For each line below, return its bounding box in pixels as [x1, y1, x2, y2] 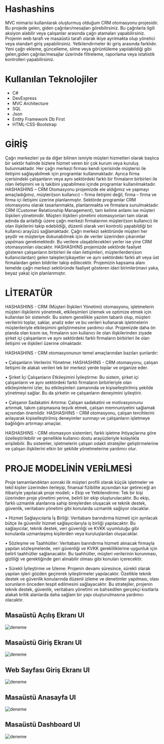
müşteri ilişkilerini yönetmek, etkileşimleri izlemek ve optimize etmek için [5, 309, 152, 315]
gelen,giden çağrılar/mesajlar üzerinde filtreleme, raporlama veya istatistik [5, 51, 155, 57]
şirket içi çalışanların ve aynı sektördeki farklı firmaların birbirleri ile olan [5, 335, 150, 341]
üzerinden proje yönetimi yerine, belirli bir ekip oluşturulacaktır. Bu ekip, [5, 495, 150, 501]
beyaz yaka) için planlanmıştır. [5, 270, 66, 276]
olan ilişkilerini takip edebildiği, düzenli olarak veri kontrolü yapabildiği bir [5, 223, 153, 229]
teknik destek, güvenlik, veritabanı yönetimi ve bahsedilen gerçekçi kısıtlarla [5, 586, 159, 592]
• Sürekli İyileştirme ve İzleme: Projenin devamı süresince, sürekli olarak [5, 565, 151, 571]
